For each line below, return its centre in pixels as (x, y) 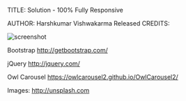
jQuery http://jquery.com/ (44, 64)
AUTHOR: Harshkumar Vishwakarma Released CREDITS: (88, 23)
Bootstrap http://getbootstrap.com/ (57, 50)
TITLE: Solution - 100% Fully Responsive (65, 10)
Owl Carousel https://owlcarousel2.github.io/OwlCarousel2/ (93, 77)
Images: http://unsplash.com (48, 90)
